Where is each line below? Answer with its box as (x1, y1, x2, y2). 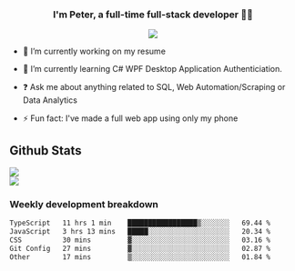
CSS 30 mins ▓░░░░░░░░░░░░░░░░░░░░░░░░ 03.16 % (9, 236, 271, 245)
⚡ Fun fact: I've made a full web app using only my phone (22, 113, 239, 124)
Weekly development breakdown (9, 198, 159, 211)
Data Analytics (22, 95, 77, 105)
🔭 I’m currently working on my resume (22, 45, 167, 57)
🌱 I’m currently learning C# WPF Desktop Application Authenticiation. (22, 64, 282, 75)
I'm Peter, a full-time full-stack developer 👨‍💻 (53, 8, 253, 21)
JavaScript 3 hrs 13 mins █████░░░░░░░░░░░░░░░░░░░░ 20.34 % (9, 227, 271, 236)
